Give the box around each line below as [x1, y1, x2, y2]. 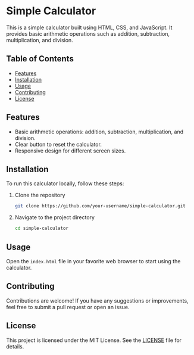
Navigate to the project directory [14, 214, 95, 221]
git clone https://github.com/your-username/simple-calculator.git [14, 203, 186, 209]
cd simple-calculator [14, 225, 68, 232]
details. [6, 342, 24, 350]
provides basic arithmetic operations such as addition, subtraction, [6, 30, 170, 37]
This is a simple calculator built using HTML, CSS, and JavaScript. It [6, 24, 173, 31]
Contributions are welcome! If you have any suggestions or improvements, [6, 297, 189, 304]
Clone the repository [14, 192, 65, 199]
